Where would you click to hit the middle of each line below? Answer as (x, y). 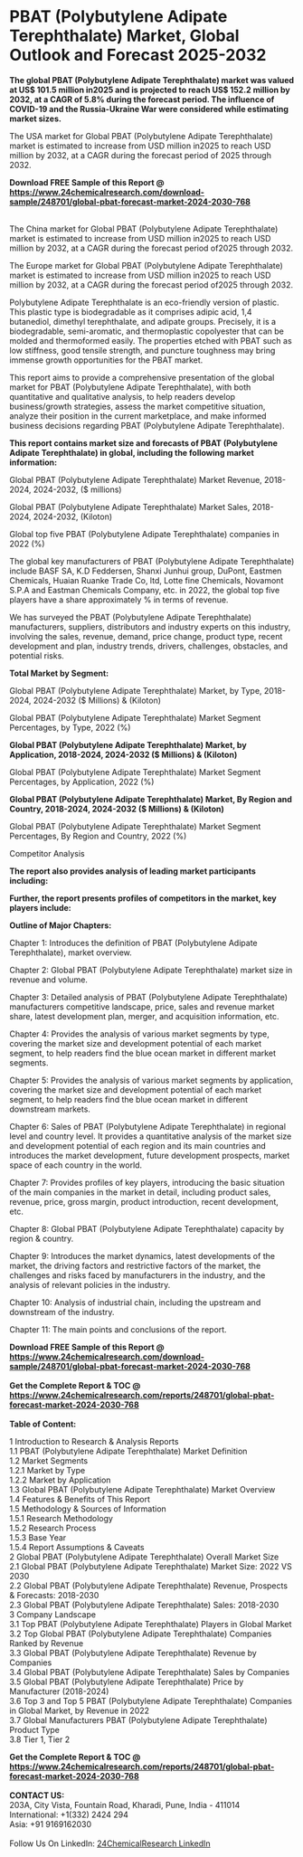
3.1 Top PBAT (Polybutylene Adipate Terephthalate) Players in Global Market (151, 1624)
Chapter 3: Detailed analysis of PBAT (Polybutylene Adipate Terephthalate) (148, 997)
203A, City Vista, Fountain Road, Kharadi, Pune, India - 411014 (125, 1805)
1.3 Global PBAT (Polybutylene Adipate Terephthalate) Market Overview (142, 1489)
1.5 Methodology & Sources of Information (88, 1509)
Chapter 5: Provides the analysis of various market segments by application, (151, 1080)
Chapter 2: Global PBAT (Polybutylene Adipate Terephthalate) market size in (151, 970)
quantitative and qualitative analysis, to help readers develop (123, 396)
